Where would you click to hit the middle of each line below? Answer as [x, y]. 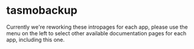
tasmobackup [42, 10]
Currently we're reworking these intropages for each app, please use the [97, 27]
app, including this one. [35, 39]
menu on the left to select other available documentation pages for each [96, 33]
